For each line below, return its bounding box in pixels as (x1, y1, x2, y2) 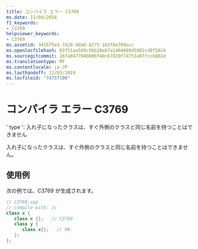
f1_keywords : (6, 20, 39, 26)
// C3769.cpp (6, 199, 39, 205)
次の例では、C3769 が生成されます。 (6, 187, 97, 194)
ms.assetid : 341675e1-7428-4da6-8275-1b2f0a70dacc (6, 42, 134, 48)
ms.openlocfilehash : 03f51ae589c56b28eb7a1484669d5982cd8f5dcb (6, 48, 166, 54)
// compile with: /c (6, 204, 58, 210)
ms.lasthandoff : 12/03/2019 (6, 70, 76, 76)
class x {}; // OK (21, 227, 70, 233)
